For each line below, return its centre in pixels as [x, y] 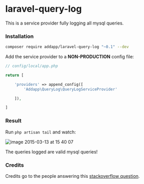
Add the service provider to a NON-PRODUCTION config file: [70, 57]
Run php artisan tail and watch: [41, 132]
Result [14, 121]
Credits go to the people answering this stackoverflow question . [73, 176]
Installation [20, 36]
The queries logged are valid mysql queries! [52, 152]
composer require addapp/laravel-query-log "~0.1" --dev [67, 47]
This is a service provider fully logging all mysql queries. [65, 23]
